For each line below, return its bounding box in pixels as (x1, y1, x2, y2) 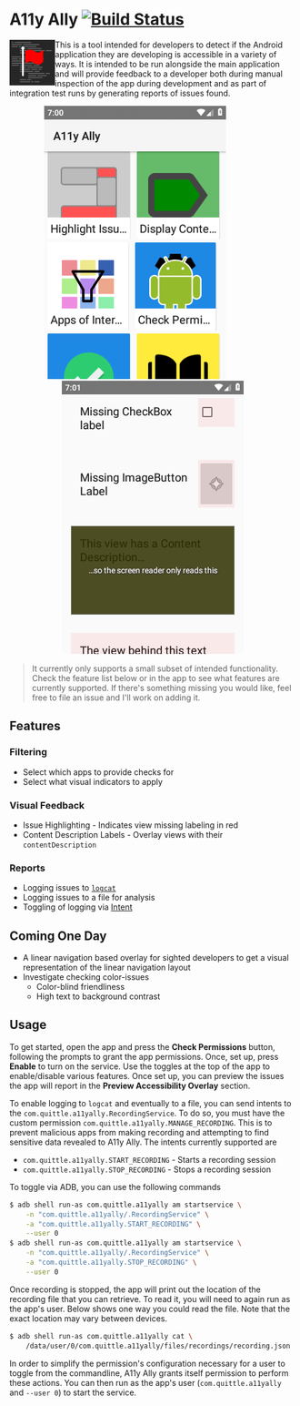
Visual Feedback (9, 799, 85, 811)
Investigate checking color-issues (22, 972, 150, 983)
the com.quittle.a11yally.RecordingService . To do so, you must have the (9, 1107, 285, 1118)
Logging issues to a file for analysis (22, 892, 155, 903)
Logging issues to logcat (22, 882, 116, 893)
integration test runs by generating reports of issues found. (9, 87, 231, 98)
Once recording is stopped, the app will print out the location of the (9, 1284, 261, 1295)
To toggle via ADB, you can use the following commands (9, 1181, 221, 1192)
